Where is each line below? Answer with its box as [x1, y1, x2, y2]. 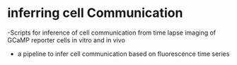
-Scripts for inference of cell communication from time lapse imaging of [7, 28, 216, 37]
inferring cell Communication [7, 5, 183, 21]
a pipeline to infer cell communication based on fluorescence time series [17, 49, 230, 58]
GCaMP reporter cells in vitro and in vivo [7, 35, 126, 44]
